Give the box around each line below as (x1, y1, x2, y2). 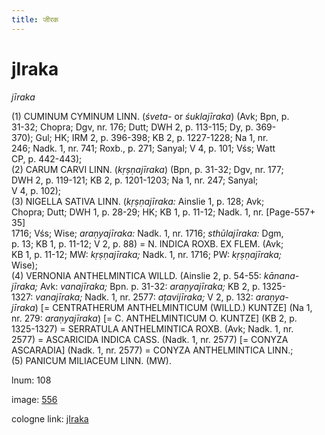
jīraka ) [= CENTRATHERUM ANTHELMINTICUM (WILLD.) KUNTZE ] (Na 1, (11, 301, 313, 313)
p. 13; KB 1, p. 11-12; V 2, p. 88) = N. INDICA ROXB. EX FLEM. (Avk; (11, 237, 284, 250)
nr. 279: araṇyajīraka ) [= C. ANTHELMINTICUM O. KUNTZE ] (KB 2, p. (11, 312, 298, 324)
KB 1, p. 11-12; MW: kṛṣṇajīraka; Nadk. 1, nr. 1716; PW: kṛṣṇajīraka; (11, 248, 283, 260)
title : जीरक (11, 14, 59, 25)
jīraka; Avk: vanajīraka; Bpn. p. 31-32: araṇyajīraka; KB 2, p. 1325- (11, 280, 287, 292)
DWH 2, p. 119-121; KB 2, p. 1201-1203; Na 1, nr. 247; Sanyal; (11, 174, 259, 186)
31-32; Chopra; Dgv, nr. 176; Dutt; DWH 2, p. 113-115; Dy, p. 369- (11, 121, 277, 133)
